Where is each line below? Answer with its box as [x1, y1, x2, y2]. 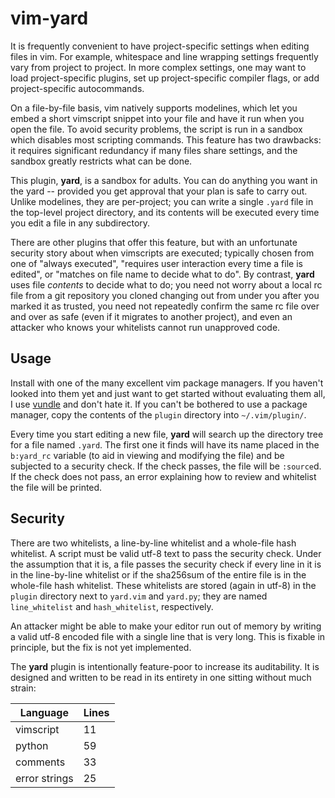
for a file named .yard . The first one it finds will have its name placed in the [10, 438, 320, 451]
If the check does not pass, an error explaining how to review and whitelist [10, 470, 317, 482]
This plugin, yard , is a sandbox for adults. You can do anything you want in [10, 174, 318, 186]
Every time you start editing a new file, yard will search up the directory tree [10, 428, 324, 440]
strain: [10, 682, 37, 694]
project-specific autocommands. [10, 82, 145, 94]
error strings [15, 771, 74, 785]
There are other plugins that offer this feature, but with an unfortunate [10, 236, 298, 248]
